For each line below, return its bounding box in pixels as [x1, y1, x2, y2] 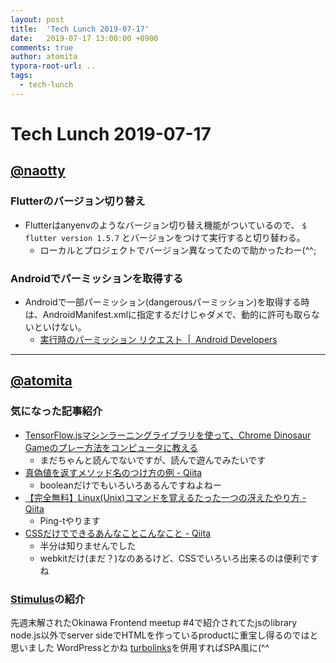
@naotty [10, 162, 66, 180]
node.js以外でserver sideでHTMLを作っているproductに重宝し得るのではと [10, 629, 319, 641]
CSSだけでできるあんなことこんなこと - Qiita [24, 527, 212, 539]
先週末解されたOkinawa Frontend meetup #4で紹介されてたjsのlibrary [10, 616, 298, 628]
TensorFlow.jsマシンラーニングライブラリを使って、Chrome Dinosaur [24, 429, 312, 441]
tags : [10, 71, 33, 81]
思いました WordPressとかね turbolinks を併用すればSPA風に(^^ [10, 641, 270, 653]
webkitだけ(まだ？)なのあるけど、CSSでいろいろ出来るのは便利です [39, 552, 319, 564]
